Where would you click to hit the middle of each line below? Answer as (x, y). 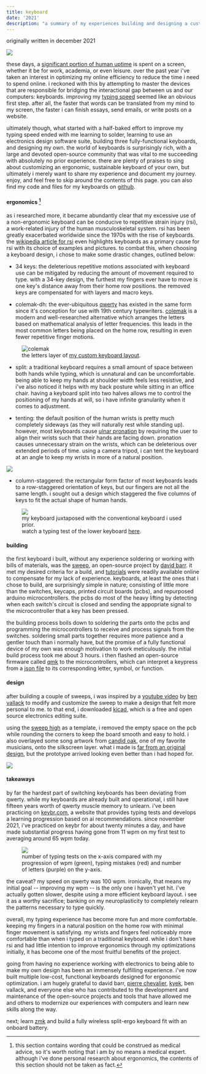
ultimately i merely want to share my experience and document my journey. (101, 174)
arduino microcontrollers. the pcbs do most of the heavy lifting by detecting (102, 598)
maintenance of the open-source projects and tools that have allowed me (99, 996)
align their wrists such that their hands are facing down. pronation (98, 438)
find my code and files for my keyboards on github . (71, 187)
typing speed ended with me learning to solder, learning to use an (90, 135)
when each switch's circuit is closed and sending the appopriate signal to (99, 604)
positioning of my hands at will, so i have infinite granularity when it (100, 400)
